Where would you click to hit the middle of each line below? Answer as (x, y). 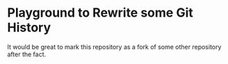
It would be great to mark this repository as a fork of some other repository (114, 47)
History (29, 27)
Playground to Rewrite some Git (100, 13)
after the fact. (27, 54)
